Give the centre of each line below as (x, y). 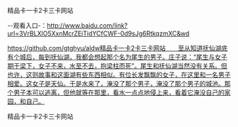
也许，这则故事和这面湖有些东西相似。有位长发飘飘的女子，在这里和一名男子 (119, 74)
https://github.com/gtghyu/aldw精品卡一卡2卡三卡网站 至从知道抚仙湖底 (118, 48)
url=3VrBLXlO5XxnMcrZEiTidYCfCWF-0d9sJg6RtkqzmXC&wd (98, 33)
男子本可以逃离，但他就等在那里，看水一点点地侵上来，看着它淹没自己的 (119, 92)
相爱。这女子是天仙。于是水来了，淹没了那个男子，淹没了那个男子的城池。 (116, 83)
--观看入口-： (27, 26)
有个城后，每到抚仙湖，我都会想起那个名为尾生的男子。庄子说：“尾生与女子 (118, 57)
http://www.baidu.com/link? (87, 26)
